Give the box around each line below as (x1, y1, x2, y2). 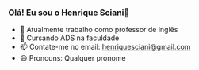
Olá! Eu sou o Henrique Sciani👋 (8, 7, 130, 18)
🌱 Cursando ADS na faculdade (19, 33, 120, 42)
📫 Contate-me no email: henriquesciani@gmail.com (19, 42, 191, 52)
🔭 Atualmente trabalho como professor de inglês (19, 25, 178, 35)
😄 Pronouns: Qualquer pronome (19, 53, 126, 63)
